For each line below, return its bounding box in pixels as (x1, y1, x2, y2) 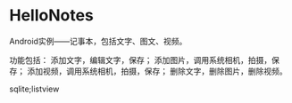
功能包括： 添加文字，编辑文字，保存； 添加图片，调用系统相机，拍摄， (9, 54, 272, 65)
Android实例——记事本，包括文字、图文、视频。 (9, 36, 188, 46)
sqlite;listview (9, 83, 60, 94)
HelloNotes (9, 5, 94, 26)
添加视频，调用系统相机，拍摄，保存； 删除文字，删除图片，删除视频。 (26, 66, 288, 76)
